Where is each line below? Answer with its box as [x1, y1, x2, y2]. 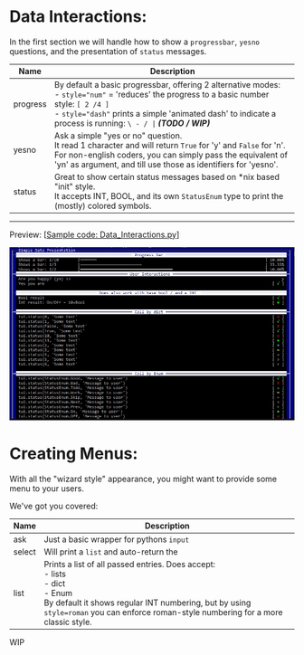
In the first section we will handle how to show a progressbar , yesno [9, 36, 261, 47]
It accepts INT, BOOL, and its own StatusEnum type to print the [53, 191, 284, 202]
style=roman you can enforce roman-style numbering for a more [43, 607, 283, 618]
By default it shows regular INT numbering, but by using [43, 597, 252, 608]
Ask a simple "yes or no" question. [53, 129, 183, 141]
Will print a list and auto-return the [43, 546, 178, 557]
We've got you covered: [9, 500, 99, 511]
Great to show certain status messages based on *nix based [53, 172, 280, 183]
